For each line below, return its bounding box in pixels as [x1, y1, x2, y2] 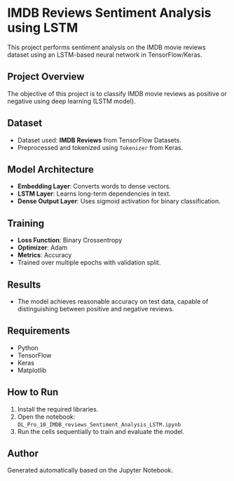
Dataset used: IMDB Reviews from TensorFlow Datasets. [17, 135, 182, 144]
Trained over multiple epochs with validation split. [17, 258, 161, 267]
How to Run [7, 386, 59, 398]
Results [7, 278, 41, 290]
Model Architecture [7, 163, 95, 175]
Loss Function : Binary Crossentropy [17, 236, 123, 245]
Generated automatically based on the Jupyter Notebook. [7, 466, 174, 475]
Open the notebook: [17, 412, 76, 421]
